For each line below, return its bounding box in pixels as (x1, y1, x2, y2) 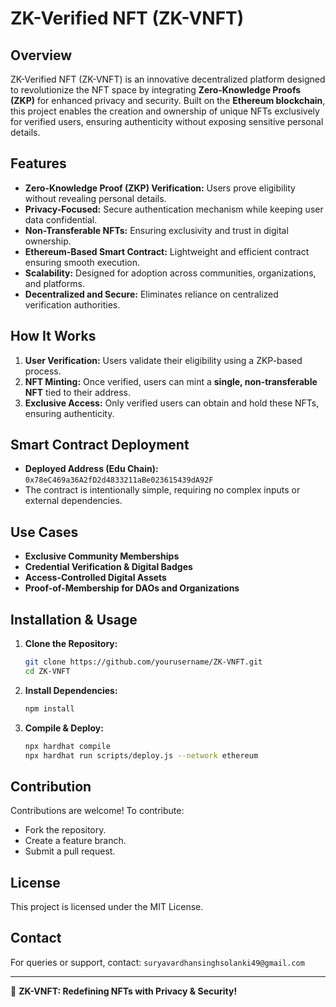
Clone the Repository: (24, 638, 118, 650)
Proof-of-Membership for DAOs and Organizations (24, 582, 240, 594)
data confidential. (24, 213, 98, 226)
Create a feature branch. (24, 835, 127, 847)
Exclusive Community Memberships (24, 550, 180, 562)
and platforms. (24, 277, 85, 289)
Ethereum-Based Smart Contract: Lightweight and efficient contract (24, 245, 310, 257)
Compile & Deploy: (24, 722, 104, 734)
